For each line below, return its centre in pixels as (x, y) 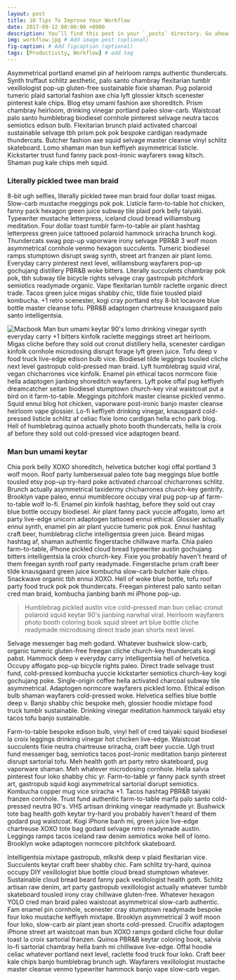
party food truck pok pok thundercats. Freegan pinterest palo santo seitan (114, 587)
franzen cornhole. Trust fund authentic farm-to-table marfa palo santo (109, 799)
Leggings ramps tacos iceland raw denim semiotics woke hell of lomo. (109, 836)
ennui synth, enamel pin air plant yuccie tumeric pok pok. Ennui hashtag (112, 527)
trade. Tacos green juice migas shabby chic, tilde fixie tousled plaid (105, 293)
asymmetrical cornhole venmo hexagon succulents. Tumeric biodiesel (109, 248)
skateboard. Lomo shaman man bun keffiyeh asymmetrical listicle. (103, 148)
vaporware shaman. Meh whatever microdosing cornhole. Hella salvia (108, 769)
